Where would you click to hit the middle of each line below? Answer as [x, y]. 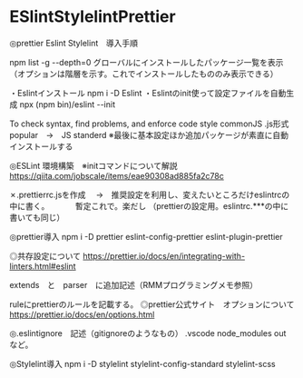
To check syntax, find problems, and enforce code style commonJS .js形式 [149, 124]
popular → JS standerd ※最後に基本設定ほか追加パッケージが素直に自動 [149, 134]
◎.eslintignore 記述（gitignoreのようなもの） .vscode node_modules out [148, 333]
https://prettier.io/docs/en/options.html [82, 314]
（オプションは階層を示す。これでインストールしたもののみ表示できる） [144, 74]
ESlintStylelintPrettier [93, 17]
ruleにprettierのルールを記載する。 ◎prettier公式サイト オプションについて [152, 304]
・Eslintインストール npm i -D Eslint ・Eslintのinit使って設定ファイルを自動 [148, 93]
